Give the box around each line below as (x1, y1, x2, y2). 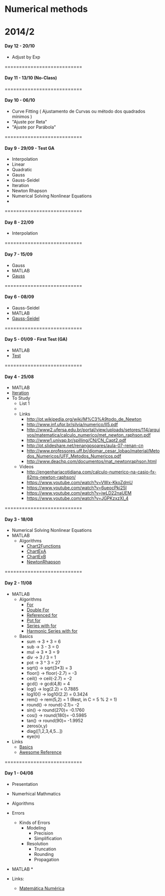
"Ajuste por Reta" (11, 119, 48, 125)
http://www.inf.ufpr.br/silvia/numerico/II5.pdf (26, 422, 118, 428)
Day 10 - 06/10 (4, 97, 35, 103)
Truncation (34, 846, 56, 852)
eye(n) (26, 733, 40, 739)
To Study (11, 395, 31, 401)
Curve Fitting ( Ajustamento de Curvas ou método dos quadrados (11, 108, 146, 114)
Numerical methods (4, 3, 88, 15)
